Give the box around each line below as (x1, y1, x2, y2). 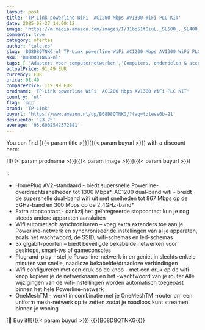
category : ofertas (6, 37, 53, 43)
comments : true (6, 32, 45, 38)
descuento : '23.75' (6, 117, 56, 123)
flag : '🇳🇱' (6, 99, 37, 106)
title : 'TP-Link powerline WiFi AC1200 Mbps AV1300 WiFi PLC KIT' (6, 15, 182, 21)
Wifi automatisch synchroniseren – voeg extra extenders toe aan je (15, 221, 184, 228)
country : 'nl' (6, 94, 43, 100)
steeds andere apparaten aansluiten (15, 214, 106, 221)
